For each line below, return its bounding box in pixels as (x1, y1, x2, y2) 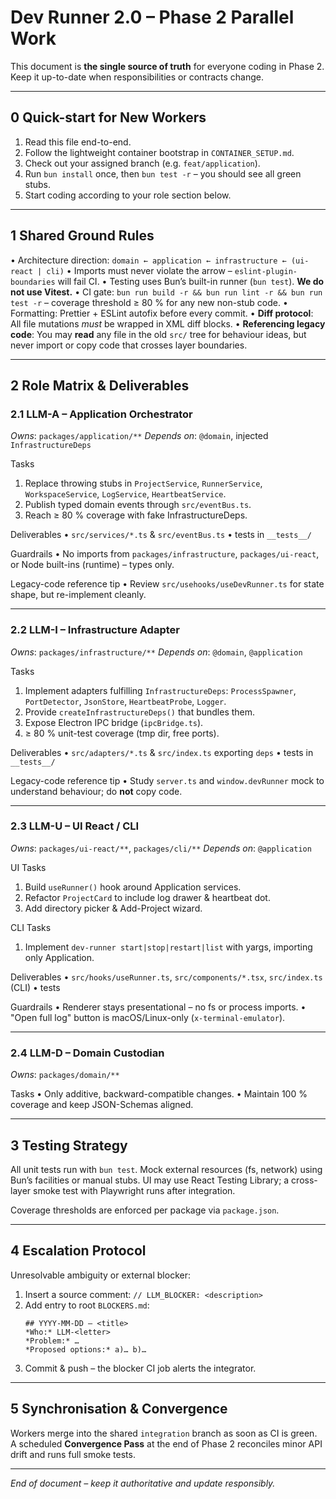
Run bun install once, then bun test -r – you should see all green (24, 167, 302, 180)
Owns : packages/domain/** (10, 1069, 120, 1081)
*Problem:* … (24, 1336, 80, 1346)
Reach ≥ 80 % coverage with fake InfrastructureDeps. (24, 509, 248, 521)
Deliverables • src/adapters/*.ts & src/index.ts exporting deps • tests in (10, 746, 314, 758)
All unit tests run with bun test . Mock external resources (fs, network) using (10, 1163, 323, 1175)
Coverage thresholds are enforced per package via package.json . (10, 1204, 280, 1216)
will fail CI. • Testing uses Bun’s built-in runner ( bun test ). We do (57, 275, 325, 287)
